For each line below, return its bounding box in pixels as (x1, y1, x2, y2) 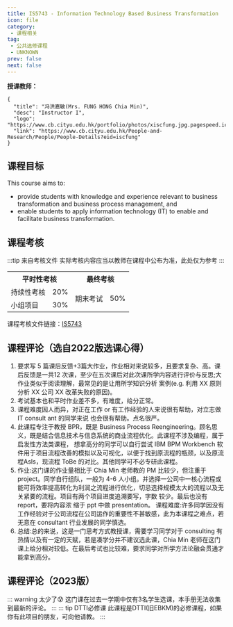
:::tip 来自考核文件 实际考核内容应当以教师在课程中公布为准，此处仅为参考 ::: (7, 256, 225, 265)
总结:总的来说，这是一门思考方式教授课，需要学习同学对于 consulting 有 (17, 527, 223, 535)
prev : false (7, 56, 42, 63)
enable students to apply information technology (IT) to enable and (17, 207, 209, 215)
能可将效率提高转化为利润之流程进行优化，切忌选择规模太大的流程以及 (17, 484, 218, 492)
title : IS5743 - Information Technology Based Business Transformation (7, 10, 218, 17)
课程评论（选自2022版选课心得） (7, 342, 149, 354)
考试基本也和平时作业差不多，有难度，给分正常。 (17, 397, 157, 405)
